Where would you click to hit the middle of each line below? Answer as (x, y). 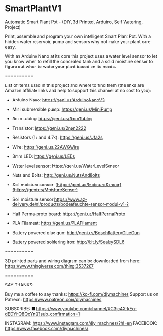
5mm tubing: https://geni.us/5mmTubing (52, 118)
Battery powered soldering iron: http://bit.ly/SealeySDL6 (68, 242)
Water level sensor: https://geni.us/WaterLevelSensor (65, 166)
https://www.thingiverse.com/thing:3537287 (49, 266)
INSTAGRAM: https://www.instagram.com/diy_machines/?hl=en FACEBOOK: (81, 323)
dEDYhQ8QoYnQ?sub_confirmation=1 (43, 314)
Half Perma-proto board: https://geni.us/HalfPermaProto (69, 214)
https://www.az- (71, 199)
